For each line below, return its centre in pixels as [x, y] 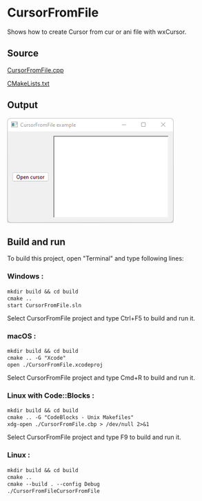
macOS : [22, 336]
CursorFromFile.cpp [36, 70]
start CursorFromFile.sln [44, 305]
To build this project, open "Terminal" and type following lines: [95, 258]
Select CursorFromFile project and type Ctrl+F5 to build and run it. [101, 318]
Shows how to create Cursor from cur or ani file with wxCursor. [97, 32]
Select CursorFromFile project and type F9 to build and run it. [94, 437]
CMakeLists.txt [28, 83]
